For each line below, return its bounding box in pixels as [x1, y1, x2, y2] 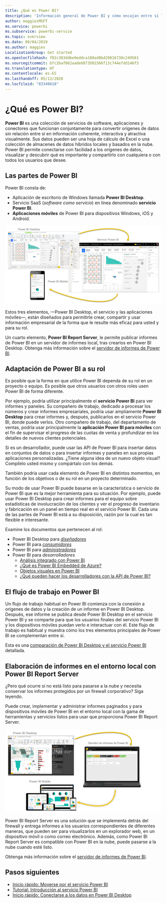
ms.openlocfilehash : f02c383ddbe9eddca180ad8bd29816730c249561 [5, 55, 139, 60]
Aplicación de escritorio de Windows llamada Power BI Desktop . [12, 194, 145, 200]
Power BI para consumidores [12, 542, 72, 548]
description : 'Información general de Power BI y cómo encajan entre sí [5, 13, 159, 18]
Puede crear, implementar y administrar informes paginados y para [5, 703, 143, 709]
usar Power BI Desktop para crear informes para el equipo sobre [5, 496, 137, 502]
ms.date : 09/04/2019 [5, 40, 48, 45]
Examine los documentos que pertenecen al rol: [5, 527, 103, 533]
